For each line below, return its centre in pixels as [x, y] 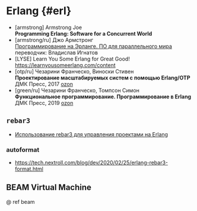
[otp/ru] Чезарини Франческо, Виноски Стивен [74, 71]
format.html [29, 169]
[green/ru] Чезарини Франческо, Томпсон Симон [77, 90]
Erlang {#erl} [39, 11]
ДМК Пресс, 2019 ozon [44, 103]
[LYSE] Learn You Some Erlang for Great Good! [72, 59]
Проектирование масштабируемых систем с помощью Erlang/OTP [103, 78]
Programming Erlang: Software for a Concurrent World [83, 33]
